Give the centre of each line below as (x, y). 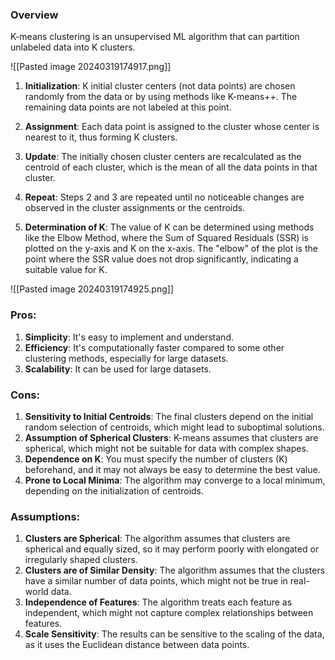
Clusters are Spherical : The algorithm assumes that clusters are (157, 539)
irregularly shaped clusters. (81, 560)
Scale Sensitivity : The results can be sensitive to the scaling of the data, (174, 634)
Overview (34, 15)
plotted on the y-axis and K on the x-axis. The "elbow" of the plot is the (171, 249)
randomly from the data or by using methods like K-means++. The (161, 97)
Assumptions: (45, 516)
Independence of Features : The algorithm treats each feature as (158, 602)
